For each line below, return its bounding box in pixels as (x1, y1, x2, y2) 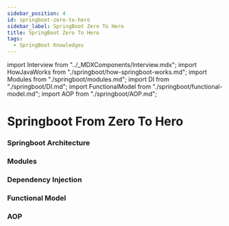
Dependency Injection (7, 175, 82, 184)
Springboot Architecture (7, 138, 91, 148)
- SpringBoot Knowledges (13, 42, 84, 49)
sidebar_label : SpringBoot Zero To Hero (7, 23, 125, 29)
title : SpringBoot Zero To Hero (7, 29, 99, 36)
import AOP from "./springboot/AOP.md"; (41, 90, 158, 98)
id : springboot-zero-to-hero (7, 16, 91, 23)
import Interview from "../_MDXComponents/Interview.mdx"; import (7, 61, 197, 68)
